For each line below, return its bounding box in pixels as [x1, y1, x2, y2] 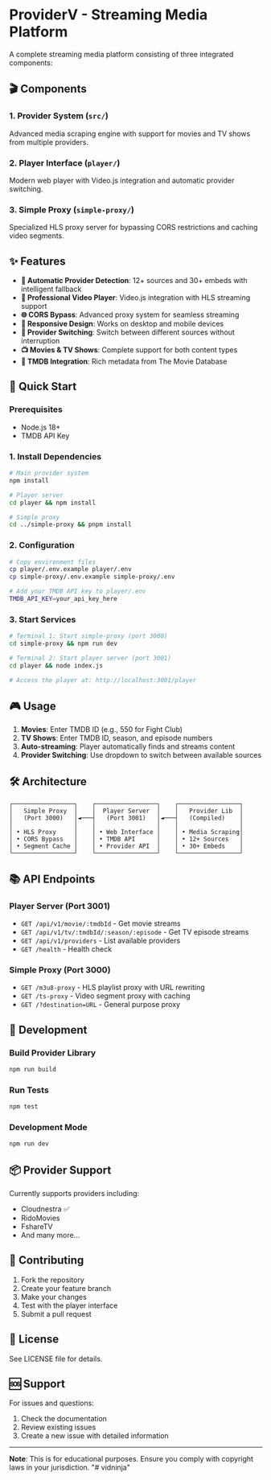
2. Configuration [9, 540, 75, 551]
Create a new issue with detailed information [20, 1431, 170, 1441]
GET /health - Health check [20, 943, 112, 954]
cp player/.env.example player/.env [9, 565, 132, 573]
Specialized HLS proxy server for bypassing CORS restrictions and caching [9, 223, 258, 232]
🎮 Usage [9, 700, 56, 713]
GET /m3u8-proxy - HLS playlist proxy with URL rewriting [20, 983, 206, 993]
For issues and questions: [9, 1398, 95, 1408]
